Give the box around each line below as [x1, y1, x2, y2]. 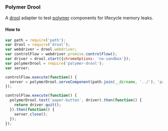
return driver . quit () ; [14, 102, 61, 107]
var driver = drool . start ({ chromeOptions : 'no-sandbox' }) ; [5, 56, 131, 61]
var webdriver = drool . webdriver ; [5, 47, 77, 52]
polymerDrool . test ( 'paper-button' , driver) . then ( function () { [9, 98, 142, 103]
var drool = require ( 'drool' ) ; [5, 42, 70, 47]
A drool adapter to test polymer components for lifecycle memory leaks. [5, 15, 153, 21]
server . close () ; [14, 111, 48, 116]
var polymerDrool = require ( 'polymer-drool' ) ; [5, 61, 104, 66]
